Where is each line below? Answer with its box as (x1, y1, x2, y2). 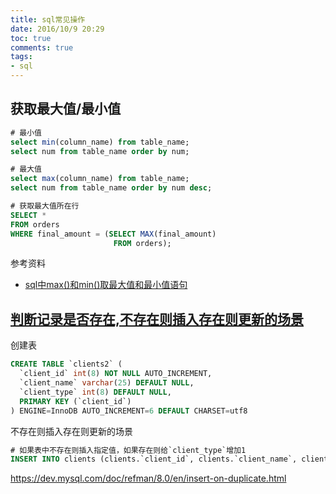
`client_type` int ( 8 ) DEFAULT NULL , (19, 387, 172, 397)
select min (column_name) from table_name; (10, 137, 190, 147)
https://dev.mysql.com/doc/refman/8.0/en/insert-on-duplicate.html (10, 472, 287, 485)
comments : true (10, 42, 74, 53)
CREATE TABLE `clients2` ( (10, 359, 123, 370)
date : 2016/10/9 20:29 (10, 24, 105, 34)
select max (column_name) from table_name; (10, 174, 190, 184)
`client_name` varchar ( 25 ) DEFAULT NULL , (19, 378, 195, 388)
